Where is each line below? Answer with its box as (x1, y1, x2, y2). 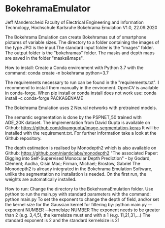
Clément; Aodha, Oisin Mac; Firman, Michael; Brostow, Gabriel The (5, 160, 140, 166)
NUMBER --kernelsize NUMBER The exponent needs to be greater (25, 207, 160, 213)
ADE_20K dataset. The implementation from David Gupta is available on (5, 119, 150, 125)
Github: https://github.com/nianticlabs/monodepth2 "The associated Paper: (5, 150, 159, 156)
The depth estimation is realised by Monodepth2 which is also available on (5, 145, 157, 151)
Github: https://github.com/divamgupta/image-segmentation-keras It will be (5, 124, 159, 131)
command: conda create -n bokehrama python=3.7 (5, 70, 109, 76)
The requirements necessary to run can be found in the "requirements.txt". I (5, 79, 159, 85)
